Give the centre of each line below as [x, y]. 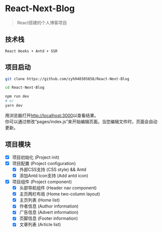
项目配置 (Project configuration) [44, 163]
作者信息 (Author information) [49, 206]
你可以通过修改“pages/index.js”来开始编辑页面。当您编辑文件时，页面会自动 [81, 121]
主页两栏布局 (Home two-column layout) [60, 194]
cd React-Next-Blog [25, 88]
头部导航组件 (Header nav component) [58, 188]
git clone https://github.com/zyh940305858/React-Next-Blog [67, 79]
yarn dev [14, 105]
